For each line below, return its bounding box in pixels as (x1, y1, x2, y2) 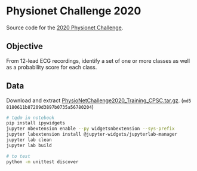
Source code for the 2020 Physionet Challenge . (6, 24, 124, 31)
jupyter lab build (6, 142, 52, 148)
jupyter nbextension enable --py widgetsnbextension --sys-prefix (6, 126, 175, 132)
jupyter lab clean (6, 137, 52, 143)
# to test (6, 153, 31, 159)
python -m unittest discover (6, 158, 79, 165)
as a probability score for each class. (6, 63, 97, 71)
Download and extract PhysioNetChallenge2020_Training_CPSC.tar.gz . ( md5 (6, 97, 192, 104)
